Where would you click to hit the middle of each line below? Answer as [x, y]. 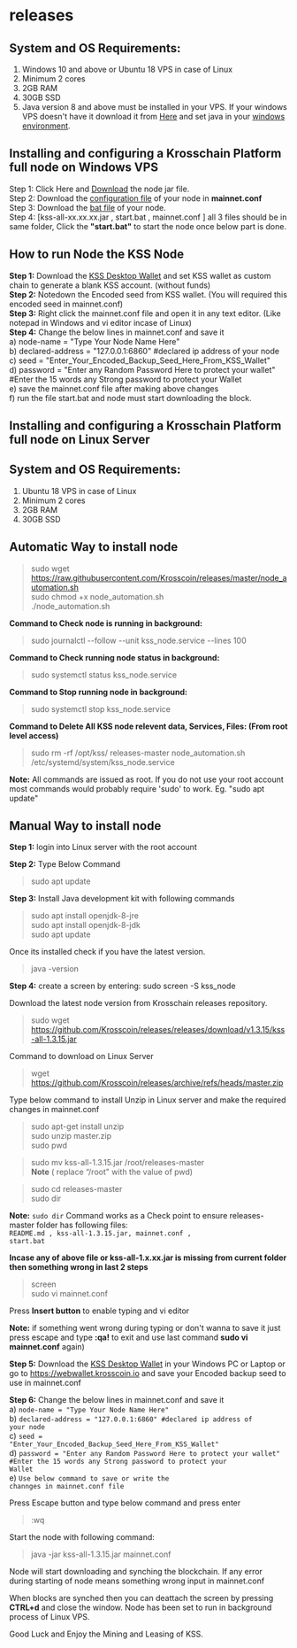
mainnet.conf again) [47, 1347]
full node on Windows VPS [84, 168]
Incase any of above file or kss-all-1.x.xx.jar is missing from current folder [148, 1257]
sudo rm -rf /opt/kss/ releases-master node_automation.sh [138, 753]
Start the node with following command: [82, 1537]
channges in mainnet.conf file [67, 1487]
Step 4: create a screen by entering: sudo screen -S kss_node [122, 986]
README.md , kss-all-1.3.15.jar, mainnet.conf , [100, 1234]
